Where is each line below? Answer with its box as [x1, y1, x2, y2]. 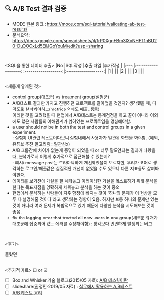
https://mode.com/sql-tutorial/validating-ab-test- [47, 21, 146, 27]
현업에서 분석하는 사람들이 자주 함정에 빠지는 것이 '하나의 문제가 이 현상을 [12, 190, 152, 196]
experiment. [12, 129, 37, 135]
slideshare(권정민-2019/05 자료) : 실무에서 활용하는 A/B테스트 [12, 283, 133, 289]
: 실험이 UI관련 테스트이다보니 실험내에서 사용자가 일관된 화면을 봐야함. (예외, [12, 135, 159, 141]
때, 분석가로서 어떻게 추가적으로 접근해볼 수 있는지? [12, 153, 110, 159]
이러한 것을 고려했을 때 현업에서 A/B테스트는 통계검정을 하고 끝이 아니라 [12, 112, 149, 118]
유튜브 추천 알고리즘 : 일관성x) [12, 141, 70, 147]
